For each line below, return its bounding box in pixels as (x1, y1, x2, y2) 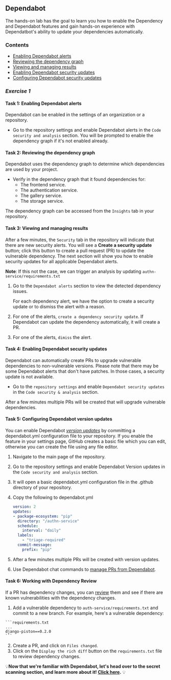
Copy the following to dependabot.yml (12, 494, 93, 501)
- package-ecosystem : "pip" (12, 514, 72, 519)
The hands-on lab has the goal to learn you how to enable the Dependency (5, 17, 163, 24)
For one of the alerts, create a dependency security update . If (12, 313, 144, 320)
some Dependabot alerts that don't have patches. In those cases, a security (5, 368, 165, 374)
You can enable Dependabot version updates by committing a (5, 428, 135, 434)
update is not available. (5, 373, 54, 379)
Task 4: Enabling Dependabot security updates (5, 346, 107, 352)
